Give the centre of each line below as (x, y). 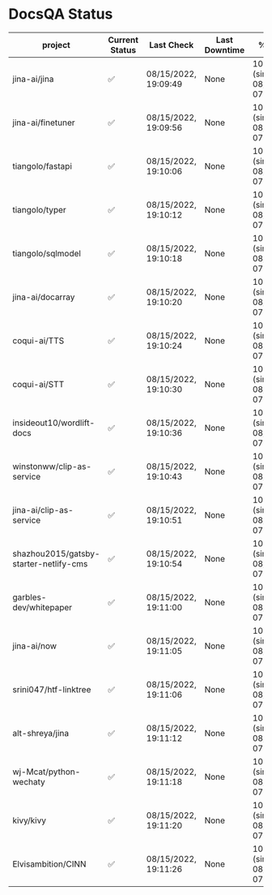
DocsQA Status (61, 14)
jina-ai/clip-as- (43, 510)
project (56, 45)
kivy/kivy (30, 820)
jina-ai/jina (33, 79)
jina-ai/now (35, 646)
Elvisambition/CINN (49, 863)
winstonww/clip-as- (52, 466)
